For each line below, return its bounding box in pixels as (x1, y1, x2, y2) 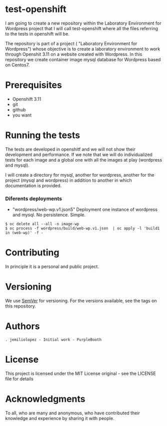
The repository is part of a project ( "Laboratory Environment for (5, 40, 137, 46)
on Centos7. (5, 62, 30, 68)
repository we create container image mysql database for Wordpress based (5, 56, 161, 62)
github (12, 106, 26, 112)
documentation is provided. (5, 182, 62, 189)
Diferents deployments (5, 195, 62, 202)
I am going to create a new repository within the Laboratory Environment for (5, 20, 161, 26)
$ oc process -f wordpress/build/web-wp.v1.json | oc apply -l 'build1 (5, 226, 160, 231)
